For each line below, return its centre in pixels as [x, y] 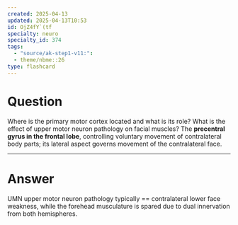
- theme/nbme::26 [39, 60]
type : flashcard [31, 67]
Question [35, 102]
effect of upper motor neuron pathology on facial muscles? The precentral [116, 129]
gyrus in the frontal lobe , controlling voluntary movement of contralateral [114, 136]
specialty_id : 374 [34, 40]
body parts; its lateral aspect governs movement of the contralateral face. [115, 144]
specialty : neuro [33, 34]
